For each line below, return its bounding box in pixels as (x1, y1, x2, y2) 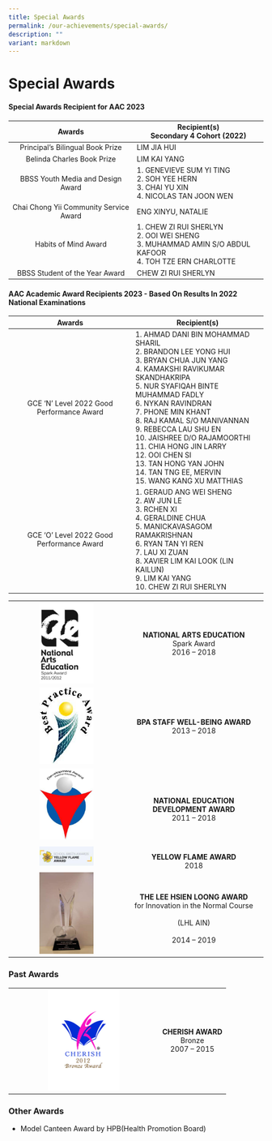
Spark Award (172, 638, 216, 648)
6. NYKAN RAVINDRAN (134, 398, 212, 409)
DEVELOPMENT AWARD (152, 804, 236, 814)
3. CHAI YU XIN (136, 182, 189, 192)
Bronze (181, 1036, 205, 1045)
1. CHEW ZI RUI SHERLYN (136, 222, 224, 232)
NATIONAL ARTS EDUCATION (142, 629, 245, 640)
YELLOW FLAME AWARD (151, 852, 236, 862)
